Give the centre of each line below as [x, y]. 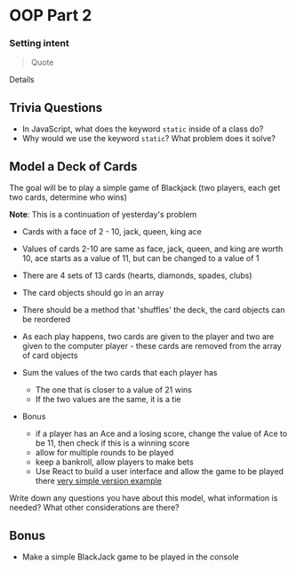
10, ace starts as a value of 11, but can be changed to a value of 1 [140, 258]
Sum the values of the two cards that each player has [120, 373]
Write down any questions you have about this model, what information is [144, 498]
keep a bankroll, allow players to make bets [114, 462]
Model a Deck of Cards [73, 167]
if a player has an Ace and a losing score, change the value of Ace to [161, 434]
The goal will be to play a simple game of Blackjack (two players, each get [145, 188]
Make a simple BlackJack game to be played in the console [130, 557]
